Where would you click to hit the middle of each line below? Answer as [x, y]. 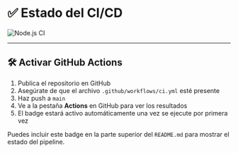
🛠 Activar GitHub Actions [65, 62]
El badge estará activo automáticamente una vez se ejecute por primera [123, 113]
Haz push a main [41, 98]
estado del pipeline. [36, 142]
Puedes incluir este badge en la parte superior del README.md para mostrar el [118, 134]
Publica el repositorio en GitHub [64, 83]
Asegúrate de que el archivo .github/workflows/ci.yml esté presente [119, 90]
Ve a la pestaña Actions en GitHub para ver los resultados [102, 105]
